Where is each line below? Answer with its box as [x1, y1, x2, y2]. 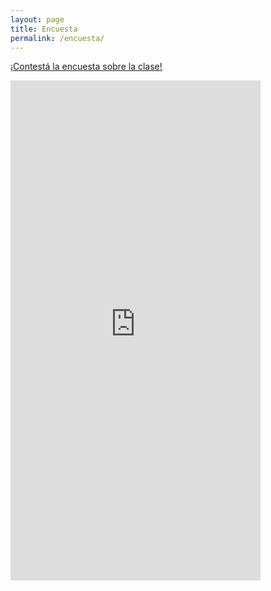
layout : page [10, 14, 65, 25]
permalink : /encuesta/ [10, 33, 105, 43]
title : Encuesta [10, 24, 78, 34]
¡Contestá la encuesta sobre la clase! [10, 61, 163, 73]
